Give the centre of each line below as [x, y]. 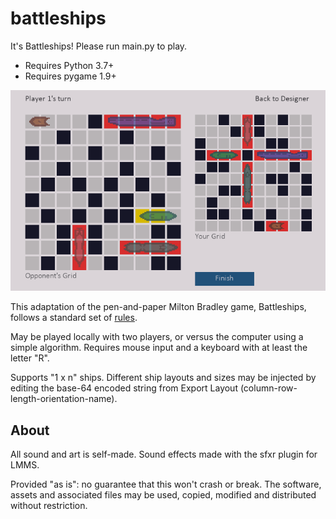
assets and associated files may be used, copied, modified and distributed [163, 495]
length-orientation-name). [64, 399]
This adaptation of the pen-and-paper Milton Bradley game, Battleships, [158, 307]
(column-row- [268, 388]
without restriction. [49, 506]
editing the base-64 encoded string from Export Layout [124, 388]
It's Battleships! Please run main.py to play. [99, 46]
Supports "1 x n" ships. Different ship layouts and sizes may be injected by [163, 378]
